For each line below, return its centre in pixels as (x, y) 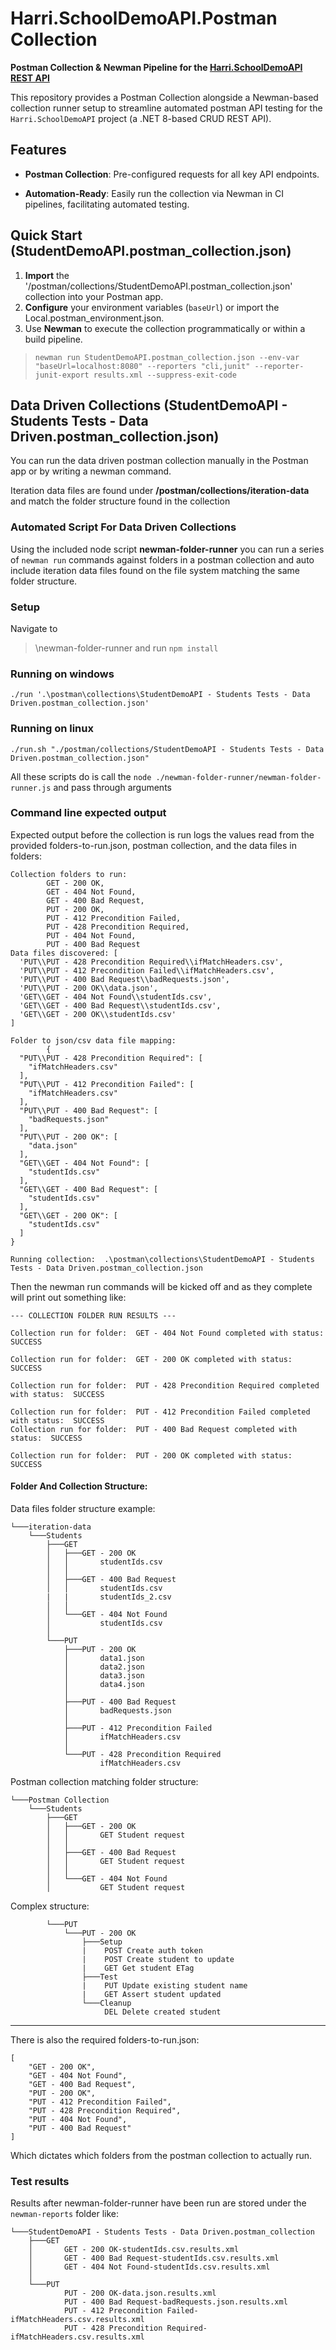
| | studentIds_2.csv (109, 1597)
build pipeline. (53, 339)
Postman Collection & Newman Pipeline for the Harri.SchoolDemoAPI (156, 67)
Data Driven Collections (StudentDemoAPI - (149, 405)
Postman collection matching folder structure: (104, 1782)
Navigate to (34, 628)
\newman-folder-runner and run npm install (126, 648)
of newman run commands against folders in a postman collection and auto (162, 559)
